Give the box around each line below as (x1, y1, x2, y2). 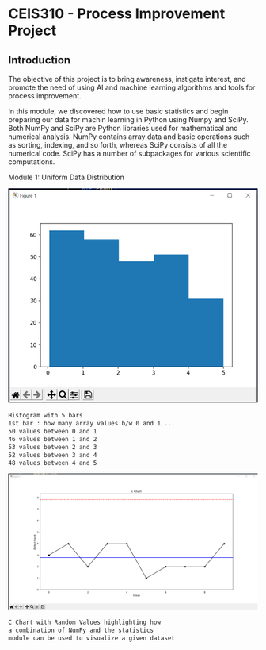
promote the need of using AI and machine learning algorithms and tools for (8, 83, 256, 92)
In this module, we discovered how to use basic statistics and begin (8, 106, 229, 116)
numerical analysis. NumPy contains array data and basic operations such (8, 132, 250, 141)
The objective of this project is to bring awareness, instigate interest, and (8, 75, 247, 83)
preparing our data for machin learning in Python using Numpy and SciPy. (8, 115, 249, 124)
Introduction (8, 53, 71, 67)
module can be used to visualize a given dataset (8, 634, 176, 643)
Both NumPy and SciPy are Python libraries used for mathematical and (8, 124, 239, 133)
